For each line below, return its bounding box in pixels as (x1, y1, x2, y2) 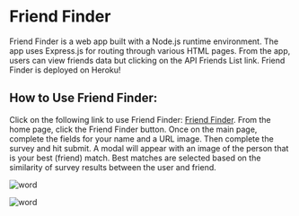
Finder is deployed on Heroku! (9, 65, 121, 75)
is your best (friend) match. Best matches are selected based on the (9, 152, 261, 163)
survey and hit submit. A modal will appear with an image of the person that (9, 143, 289, 153)
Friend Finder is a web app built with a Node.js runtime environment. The (9, 36, 279, 47)
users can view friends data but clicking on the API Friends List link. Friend (9, 55, 286, 65)
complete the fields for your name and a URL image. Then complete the (9, 133, 274, 144)
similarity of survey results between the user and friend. (9, 161, 217, 172)
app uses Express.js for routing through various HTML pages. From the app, (9, 45, 291, 56)
